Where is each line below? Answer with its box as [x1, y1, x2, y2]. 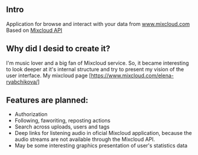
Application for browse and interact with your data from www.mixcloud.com [6, 20, 190, 27]
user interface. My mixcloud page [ [6, 72, 91, 79]
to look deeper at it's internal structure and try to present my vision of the [6, 65, 184, 72]
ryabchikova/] [6, 78, 40, 85]
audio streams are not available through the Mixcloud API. [14, 136, 155, 143]
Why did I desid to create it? [6, 44, 111, 54]
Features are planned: [6, 95, 88, 105]
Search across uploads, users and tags [14, 123, 110, 130]
